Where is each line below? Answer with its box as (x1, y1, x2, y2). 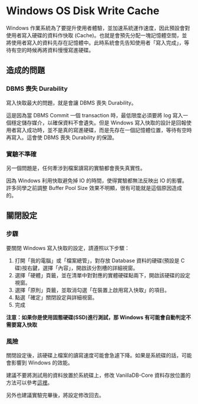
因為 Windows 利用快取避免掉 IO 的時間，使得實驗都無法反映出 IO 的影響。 (6, 177, 187, 184)
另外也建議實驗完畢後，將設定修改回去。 (6, 391, 104, 399)
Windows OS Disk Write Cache (6, 4, 160, 18)
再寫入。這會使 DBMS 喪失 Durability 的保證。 (6, 134, 118, 141)
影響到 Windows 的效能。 (11, 359, 73, 366)
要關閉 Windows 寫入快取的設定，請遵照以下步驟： (6, 244, 130, 251)
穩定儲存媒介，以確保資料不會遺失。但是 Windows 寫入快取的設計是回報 (11, 119, 187, 126)
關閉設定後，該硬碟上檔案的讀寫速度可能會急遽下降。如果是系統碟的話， (6, 352, 181, 359)
